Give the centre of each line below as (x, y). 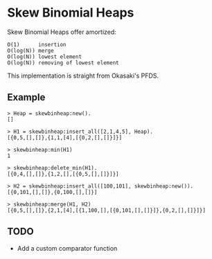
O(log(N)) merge (30, 51)
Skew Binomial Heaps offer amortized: (62, 32)
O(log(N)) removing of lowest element (63, 63)
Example (26, 97)
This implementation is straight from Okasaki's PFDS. (83, 75)
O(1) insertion (37, 44)
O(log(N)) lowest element (44, 57)
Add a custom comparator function (67, 248)
